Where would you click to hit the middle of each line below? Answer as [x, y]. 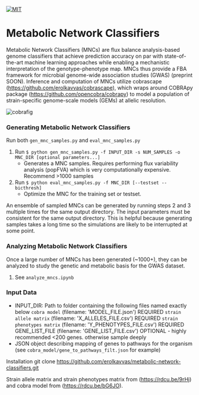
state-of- [175, 56]
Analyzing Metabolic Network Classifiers [67, 246]
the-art [15, 62]
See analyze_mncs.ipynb [44, 277]
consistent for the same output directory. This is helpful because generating [99, 218]
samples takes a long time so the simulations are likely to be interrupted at [97, 225]
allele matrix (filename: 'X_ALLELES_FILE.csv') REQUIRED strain [96, 318]
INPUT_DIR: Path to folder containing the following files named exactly [101, 305]
